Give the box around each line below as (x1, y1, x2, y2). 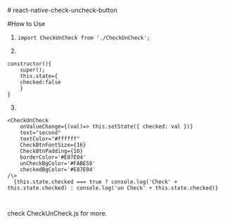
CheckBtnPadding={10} (20, 147, 83, 154)
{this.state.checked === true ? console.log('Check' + (13, 178, 178, 185)
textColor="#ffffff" (20, 136, 80, 143)
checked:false (20, 79, 61, 86)
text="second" (20, 129, 61, 136)
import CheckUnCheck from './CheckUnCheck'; (17, 34, 150, 41)
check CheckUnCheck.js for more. (7, 209, 108, 217)
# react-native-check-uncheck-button (7, 6, 117, 14)
